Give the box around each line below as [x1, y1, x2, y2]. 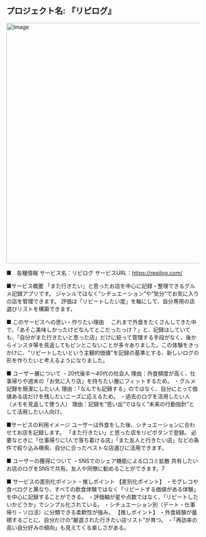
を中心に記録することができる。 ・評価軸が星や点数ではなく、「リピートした [6, 493, 199, 500]
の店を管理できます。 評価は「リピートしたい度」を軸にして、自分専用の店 [6, 297, 195, 305]
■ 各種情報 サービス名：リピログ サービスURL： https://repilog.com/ [6, 269, 183, 276]
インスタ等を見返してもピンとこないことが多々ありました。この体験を [11, 341, 189, 349]
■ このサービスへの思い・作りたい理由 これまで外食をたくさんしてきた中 [6, 318, 197, 325]
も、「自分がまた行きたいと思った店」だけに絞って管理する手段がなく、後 [6, 333, 191, 341]
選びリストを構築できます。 [6, 305, 76, 312]
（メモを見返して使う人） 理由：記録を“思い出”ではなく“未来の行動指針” [6, 400, 189, 408]
